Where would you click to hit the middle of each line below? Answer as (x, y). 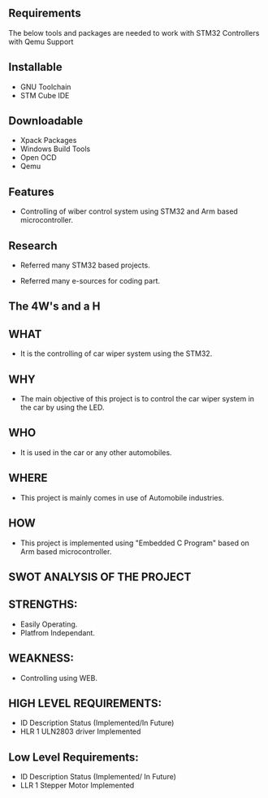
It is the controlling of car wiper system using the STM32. (116, 353)
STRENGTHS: (43, 605)
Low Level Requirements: (74, 757)
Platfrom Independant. (58, 632)
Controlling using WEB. (58, 678)
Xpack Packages (48, 141)
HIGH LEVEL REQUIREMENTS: (85, 703)
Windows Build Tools (55, 149)
